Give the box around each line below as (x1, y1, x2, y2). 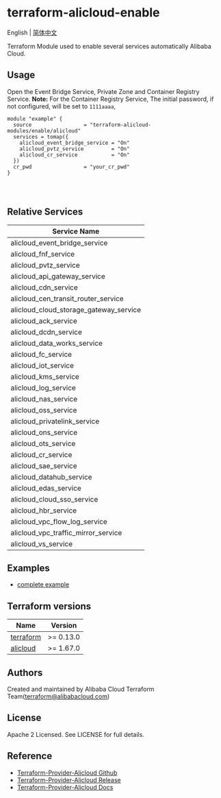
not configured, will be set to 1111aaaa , (7, 102, 116, 110)
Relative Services (7, 206, 83, 218)
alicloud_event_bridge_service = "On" (19, 139, 130, 146)
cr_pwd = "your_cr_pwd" (13, 163, 130, 170)
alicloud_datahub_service (10, 472, 92, 482)
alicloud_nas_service (10, 394, 77, 403)
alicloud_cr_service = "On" (19, 151, 130, 159)
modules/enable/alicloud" (7, 127, 81, 134)
